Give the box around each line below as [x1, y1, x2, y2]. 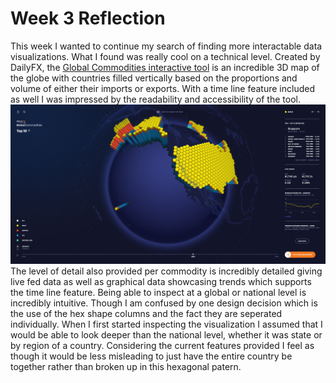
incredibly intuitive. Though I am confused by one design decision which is [10, 297, 318, 309]
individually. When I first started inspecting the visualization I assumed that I [10, 318, 323, 330]
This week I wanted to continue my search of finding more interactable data [10, 40, 323, 52]
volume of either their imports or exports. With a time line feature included [10, 82, 315, 94]
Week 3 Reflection [10, 7, 166, 30]
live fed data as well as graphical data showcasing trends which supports [10, 275, 312, 287]
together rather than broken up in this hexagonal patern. [10, 360, 242, 372]
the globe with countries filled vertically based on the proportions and [10, 72, 298, 84]
